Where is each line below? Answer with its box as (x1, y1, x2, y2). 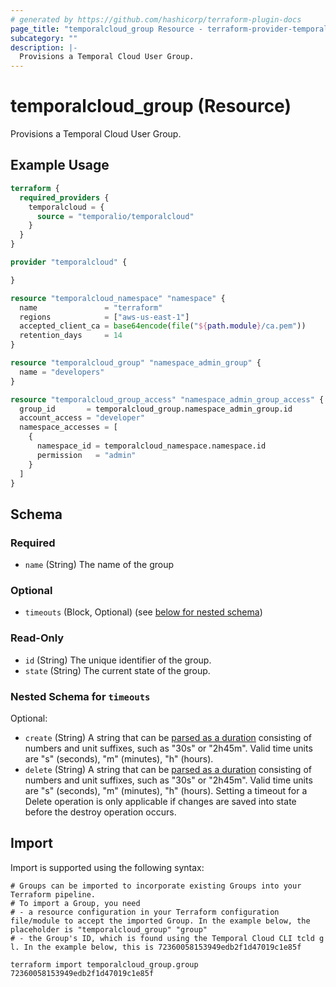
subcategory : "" (10, 33, 78, 43)
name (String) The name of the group (24, 559, 174, 571)
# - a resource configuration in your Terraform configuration (10, 907, 280, 917)
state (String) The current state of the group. (24, 664, 211, 676)
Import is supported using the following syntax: (10, 861, 205, 873)
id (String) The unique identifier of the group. (24, 654, 212, 666)
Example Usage (10, 157, 110, 174)
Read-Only (10, 631, 65, 645)
